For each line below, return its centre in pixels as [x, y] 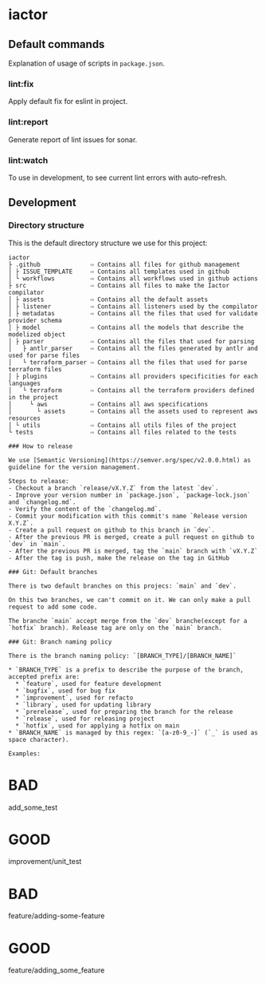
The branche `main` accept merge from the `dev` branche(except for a [128, 620]
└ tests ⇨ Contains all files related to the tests [123, 432]
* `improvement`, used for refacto [74, 698]
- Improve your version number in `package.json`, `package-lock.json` [129, 495]
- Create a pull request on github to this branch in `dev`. [112, 530]
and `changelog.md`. [43, 502]
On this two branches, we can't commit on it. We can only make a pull [129, 600]
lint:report [28, 122]
